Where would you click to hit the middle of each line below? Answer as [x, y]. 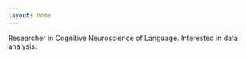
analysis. [23, 46]
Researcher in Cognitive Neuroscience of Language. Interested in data [123, 38]
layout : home [30, 15]
